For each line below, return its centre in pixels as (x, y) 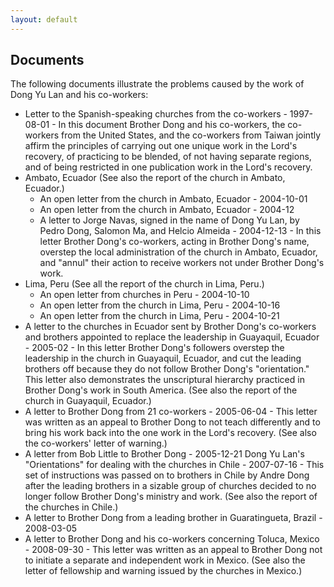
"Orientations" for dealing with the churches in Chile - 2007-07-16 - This (174, 465)
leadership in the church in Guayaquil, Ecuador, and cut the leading (163, 358)
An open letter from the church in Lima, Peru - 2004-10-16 (160, 305)
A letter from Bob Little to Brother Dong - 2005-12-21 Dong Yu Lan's (164, 454)
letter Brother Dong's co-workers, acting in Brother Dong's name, (174, 242)
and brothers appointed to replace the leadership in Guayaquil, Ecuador (172, 337)
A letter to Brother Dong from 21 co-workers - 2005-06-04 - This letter (171, 412)
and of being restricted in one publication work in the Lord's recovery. (168, 167)
